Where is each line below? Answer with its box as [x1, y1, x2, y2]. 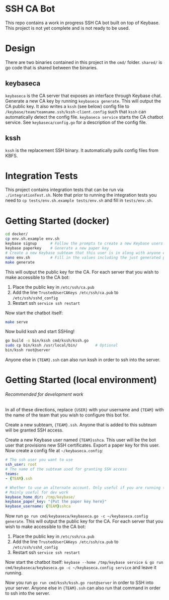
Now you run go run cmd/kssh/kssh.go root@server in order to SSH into [5, 579, 154, 586]
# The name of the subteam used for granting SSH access [5, 467, 127, 472]
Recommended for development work [5, 391, 84, 397]
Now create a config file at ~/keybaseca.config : [5, 448, 103, 454]
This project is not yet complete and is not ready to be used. [5, 25, 130, 31]
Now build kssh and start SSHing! [5, 328, 75, 334]
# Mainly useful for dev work [5, 490, 69, 495]
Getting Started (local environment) [5, 374, 157, 386]
